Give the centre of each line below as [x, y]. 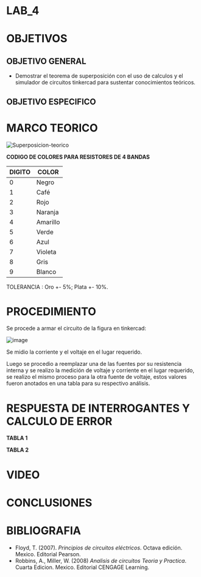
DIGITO [20, 172]
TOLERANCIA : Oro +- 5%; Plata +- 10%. [57, 287]
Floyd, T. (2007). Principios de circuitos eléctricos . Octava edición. [99, 548]
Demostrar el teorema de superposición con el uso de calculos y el [99, 76]
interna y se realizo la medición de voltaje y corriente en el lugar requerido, [100, 370]
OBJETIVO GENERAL [46, 61]
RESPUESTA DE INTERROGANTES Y [98, 408]
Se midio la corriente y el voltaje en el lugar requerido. [74, 352]
